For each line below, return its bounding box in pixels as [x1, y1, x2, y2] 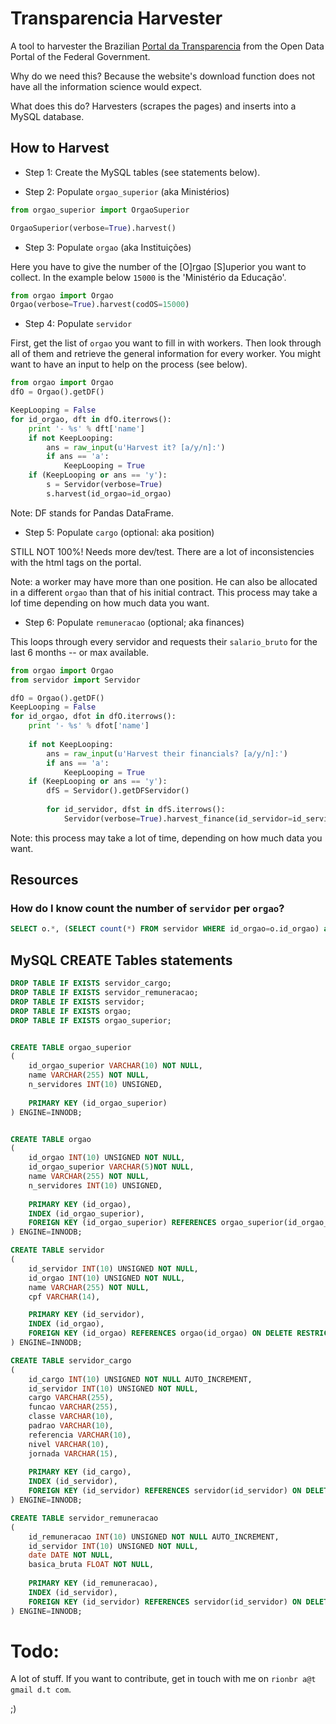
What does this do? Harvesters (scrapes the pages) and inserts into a [10, 100, 297, 112]
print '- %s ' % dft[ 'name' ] [28, 423, 145, 434]
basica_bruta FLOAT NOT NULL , [28, 1560, 155, 1570]
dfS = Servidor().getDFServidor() [46, 786, 190, 796]
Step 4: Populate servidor [24, 318, 133, 330]
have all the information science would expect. [10, 80, 203, 92]
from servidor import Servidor [10, 675, 141, 685]
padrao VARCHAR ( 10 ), [28, 1421, 114, 1431]
